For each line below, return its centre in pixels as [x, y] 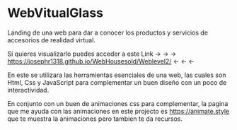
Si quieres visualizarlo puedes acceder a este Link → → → [92, 54]
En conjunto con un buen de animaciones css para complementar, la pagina [118, 103]
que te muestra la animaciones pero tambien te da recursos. [95, 119]
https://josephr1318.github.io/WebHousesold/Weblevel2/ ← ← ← [101, 61]
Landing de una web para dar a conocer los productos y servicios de [108, 32]
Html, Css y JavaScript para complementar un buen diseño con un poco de [117, 82]
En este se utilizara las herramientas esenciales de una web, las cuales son [117, 75]
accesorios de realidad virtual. [51, 40]
